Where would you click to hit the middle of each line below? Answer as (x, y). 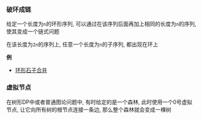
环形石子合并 (31, 70)
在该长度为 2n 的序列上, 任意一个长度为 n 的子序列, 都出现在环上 (82, 44)
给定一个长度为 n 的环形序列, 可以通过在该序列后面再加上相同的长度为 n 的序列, (101, 24)
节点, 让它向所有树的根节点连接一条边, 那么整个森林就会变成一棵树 (89, 109)
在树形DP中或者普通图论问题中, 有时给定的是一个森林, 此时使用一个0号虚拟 (99, 102)
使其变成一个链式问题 (33, 32)
